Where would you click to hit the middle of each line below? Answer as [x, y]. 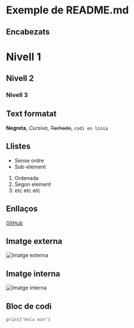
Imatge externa [34, 241]
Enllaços [22, 209]
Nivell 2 [20, 79]
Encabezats [28, 32]
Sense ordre [29, 160]
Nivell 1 [24, 57]
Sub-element [30, 167]
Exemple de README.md [68, 10]
